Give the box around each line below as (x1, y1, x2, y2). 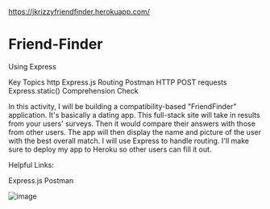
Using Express (8, 61, 56, 71)
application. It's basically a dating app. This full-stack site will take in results (8, 110, 260, 119)
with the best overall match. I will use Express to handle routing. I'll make (8, 136, 250, 145)
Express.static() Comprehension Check (8, 86, 139, 95)
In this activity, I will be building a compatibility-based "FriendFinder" (8, 101, 237, 111)
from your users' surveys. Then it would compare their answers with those (8, 119, 256, 128)
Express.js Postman (8, 175, 74, 185)
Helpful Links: (8, 160, 55, 169)
